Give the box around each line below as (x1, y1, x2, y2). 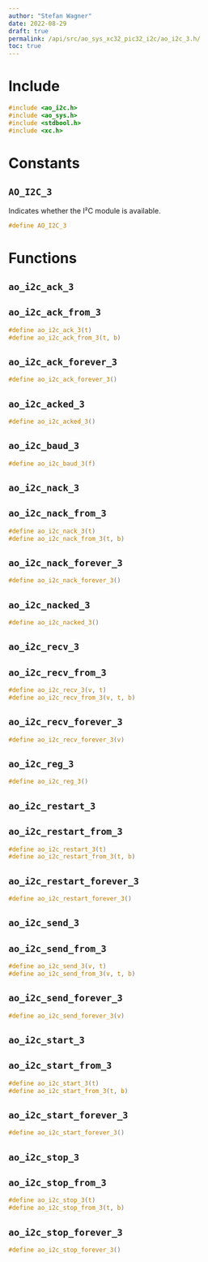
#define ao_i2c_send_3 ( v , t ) (8, 962, 107, 970)
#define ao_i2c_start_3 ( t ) (8, 1079, 100, 1087)
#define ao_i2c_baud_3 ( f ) (8, 460, 96, 468)
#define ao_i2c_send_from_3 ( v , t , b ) (8, 970, 136, 979)
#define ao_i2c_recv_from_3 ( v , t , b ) (8, 694, 136, 702)
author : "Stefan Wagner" (8, 11, 92, 20)
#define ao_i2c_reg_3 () (8, 777, 89, 786)
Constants (8, 153, 80, 172)
